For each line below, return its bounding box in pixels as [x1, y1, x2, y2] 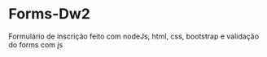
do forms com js [8, 39, 63, 49]
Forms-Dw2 [8, 5, 91, 23]
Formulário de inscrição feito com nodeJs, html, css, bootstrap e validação [8, 31, 259, 41]
